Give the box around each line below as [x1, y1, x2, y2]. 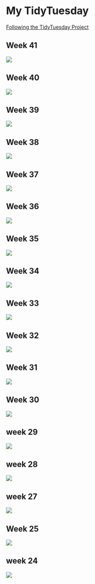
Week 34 [6, 266, 40, 276]
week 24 [6, 556, 38, 566]
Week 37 [6, 169, 39, 180]
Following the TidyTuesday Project [6, 23, 89, 31]
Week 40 [6, 73, 40, 83]
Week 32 [6, 330, 39, 340]
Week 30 [6, 395, 40, 405]
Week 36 [6, 201, 40, 212]
